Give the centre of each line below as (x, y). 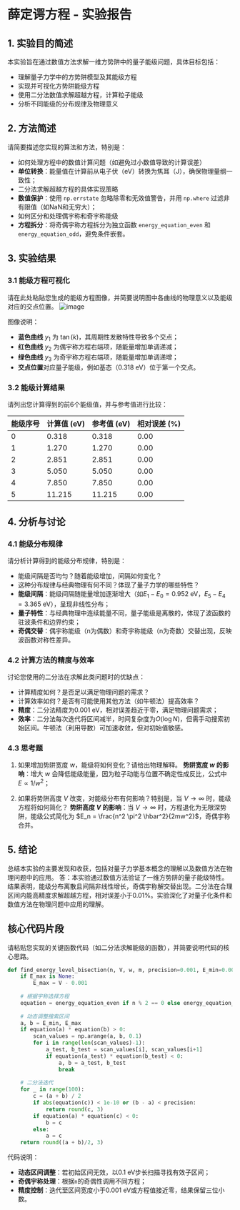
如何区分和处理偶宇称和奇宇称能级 (68, 216)
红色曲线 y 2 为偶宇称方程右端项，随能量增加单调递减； (98, 348)
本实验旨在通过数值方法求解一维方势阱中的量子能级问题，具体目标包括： (114, 62)
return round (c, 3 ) (74, 1109)
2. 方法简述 (32, 128)
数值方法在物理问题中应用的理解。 (57, 904)
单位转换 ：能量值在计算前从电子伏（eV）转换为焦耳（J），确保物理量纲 (122, 171)
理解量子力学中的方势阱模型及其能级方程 (77, 77)
